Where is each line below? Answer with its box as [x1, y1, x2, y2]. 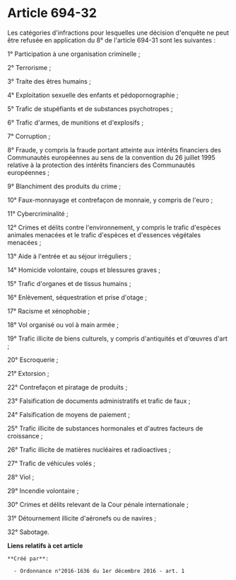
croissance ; [7, 431, 44, 440]
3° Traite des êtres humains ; [7, 76, 92, 86]
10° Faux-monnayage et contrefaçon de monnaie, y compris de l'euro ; [7, 195, 213, 204]
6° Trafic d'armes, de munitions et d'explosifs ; [7, 118, 143, 127]
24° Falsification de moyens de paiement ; [7, 410, 131, 419]
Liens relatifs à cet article [7, 541, 83, 550]
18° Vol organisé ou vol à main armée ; [7, 320, 119, 329]
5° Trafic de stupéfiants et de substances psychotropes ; [7, 104, 173, 113]
